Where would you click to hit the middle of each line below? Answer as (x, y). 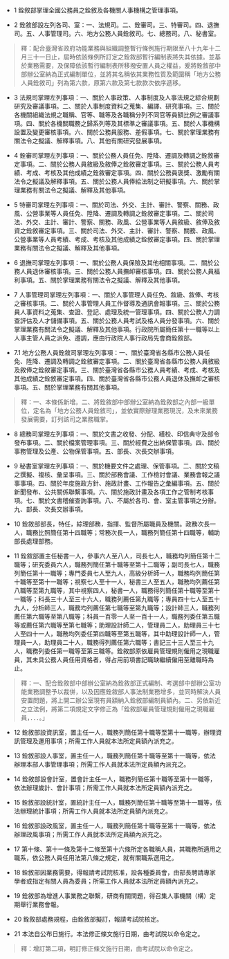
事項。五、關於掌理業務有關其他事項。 (68, 387)
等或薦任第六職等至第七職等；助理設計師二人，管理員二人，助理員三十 (114, 625)
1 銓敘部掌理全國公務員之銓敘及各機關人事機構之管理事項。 (98, 10)
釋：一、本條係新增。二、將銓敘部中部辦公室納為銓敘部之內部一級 (114, 402)
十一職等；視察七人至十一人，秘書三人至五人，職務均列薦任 (129, 582)
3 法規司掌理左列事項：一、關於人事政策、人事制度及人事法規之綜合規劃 (117, 98)
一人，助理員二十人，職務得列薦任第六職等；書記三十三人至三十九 (120, 642)
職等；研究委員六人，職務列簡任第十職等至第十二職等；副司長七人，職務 (117, 565)
